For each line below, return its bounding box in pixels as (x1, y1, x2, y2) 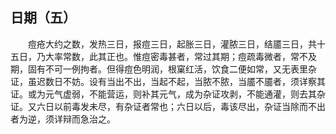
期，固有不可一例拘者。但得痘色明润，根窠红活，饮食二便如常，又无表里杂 (10, 63, 317, 75)
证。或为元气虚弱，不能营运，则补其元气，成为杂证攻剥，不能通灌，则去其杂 (10, 88, 326, 100)
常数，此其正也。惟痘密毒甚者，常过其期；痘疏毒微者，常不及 (62, 50, 317, 62)
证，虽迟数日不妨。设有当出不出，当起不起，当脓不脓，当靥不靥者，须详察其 (10, 75, 326, 87)
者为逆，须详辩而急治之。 (10, 113, 116, 125)
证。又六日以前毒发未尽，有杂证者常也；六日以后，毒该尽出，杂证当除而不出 (10, 100, 326, 112)
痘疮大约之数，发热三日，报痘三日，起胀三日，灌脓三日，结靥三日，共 (28, 38, 317, 50)
